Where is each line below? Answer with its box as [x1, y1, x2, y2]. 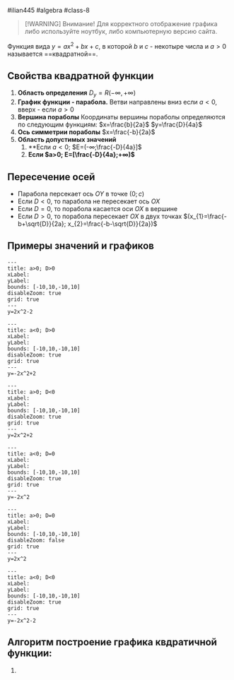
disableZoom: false [7, 537, 65, 544]
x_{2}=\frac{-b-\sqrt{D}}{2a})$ [67, 220, 158, 228]
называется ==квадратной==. [7, 49, 98, 58]
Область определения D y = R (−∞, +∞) [17, 88, 136, 99]
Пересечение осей [7, 171, 95, 183]
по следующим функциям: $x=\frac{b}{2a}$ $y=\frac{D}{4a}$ [17, 120, 203, 129]
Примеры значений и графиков [7, 240, 154, 252]
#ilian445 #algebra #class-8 [7, 6, 90, 14]
